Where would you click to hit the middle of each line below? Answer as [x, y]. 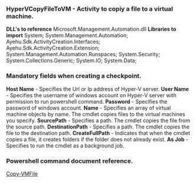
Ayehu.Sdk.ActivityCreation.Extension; [53, 48]
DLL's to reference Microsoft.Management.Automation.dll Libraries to [91, 29]
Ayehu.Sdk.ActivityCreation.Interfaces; [53, 42]
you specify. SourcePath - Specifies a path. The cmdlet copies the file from [98, 120]
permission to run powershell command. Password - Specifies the [87, 101]
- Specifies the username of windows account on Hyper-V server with [92, 95]
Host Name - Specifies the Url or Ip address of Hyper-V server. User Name [97, 89]
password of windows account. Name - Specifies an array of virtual [89, 108]
